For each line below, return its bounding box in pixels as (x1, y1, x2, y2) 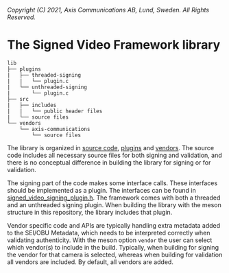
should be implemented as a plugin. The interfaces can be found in (7, 186, 197, 194)
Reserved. (7, 13, 36, 21)
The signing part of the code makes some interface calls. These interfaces (7, 178, 218, 187)
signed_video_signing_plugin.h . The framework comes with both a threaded (7, 193, 221, 202)
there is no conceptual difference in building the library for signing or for (7, 158, 211, 167)
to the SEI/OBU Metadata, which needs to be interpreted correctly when (7, 228, 210, 237)
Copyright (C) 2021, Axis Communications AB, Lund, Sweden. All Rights (7, 6, 210, 14)
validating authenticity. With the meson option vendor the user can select (7, 236, 213, 244)
